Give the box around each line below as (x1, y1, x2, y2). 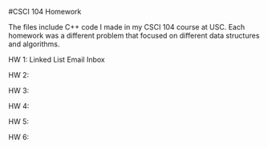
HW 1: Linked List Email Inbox (8, 55, 106, 64)
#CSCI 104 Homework (8, 7, 82, 16)
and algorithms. (8, 39, 60, 49)
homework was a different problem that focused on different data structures (8, 31, 260, 40)
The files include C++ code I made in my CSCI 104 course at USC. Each (8, 22, 246, 31)
